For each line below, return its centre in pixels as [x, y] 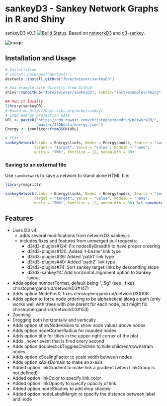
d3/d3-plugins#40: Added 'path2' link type [71, 262]
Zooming [21, 315]
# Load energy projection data [38, 115]
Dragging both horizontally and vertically [54, 320]
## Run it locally [24, 102]
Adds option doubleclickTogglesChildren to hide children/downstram [83, 346]
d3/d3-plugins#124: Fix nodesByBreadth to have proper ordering [94, 246]
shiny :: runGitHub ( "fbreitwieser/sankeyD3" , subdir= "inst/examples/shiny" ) [84, 92]
